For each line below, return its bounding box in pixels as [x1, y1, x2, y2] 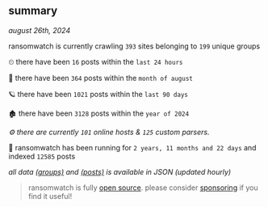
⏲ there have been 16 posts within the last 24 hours [8, 57, 183, 66]
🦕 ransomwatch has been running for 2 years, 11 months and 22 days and [8, 142, 257, 152]
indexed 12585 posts [8, 151, 76, 161]
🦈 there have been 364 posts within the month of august [8, 73, 194, 82]
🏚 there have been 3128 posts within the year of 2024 [8, 108, 190, 118]
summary [8, 4, 58, 18]
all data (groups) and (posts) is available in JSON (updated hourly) [8, 167, 232, 176]
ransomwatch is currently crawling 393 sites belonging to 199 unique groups [8, 41, 261, 51]
